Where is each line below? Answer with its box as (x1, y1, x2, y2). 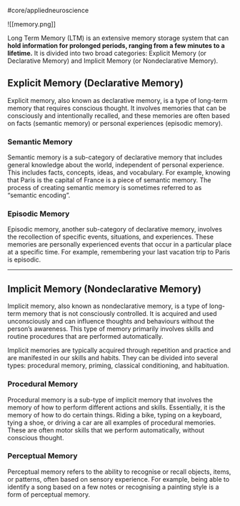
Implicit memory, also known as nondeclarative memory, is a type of (7, 302, 209, 310)
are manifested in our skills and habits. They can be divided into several (7, 354, 219, 362)
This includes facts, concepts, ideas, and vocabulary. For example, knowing (7, 168, 231, 177)
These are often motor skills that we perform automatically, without (7, 425, 205, 435)
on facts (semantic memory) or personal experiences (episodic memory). (7, 119, 223, 127)
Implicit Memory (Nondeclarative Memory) (7, 282, 201, 295)
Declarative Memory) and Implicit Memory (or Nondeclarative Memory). (7, 56, 219, 65)
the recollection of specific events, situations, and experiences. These (7, 232, 214, 242)
